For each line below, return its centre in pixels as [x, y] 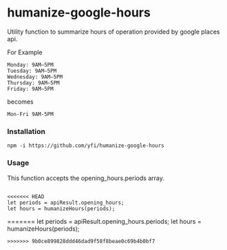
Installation [26, 131]
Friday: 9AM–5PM [30, 89]
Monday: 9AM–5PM [30, 65]
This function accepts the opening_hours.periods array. [86, 178]
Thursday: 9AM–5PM [33, 83]
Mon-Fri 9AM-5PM [30, 114]
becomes [20, 102]
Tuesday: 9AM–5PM [32, 71]
